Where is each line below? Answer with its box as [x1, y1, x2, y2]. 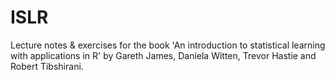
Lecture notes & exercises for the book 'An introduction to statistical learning [10, 39, 326, 51]
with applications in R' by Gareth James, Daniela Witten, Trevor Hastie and [10, 49, 317, 61]
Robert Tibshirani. [10, 60, 84, 72]
